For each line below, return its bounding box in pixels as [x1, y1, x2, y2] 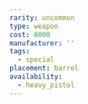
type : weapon [9, 22, 59, 31]
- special [17, 55, 54, 64]
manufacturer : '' [9, 38, 75, 48]
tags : [9, 47, 30, 56]
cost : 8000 [9, 30, 51, 39]
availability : [9, 72, 64, 81]
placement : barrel [9, 64, 79, 73]
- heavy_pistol [17, 80, 75, 90]
